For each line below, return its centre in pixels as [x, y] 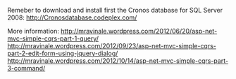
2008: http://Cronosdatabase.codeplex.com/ [72, 17]
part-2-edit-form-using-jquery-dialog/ [63, 53]
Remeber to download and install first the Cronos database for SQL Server [115, 10]
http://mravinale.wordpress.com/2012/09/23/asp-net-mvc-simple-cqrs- [112, 46]
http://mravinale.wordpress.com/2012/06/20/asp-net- [139, 31]
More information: [33, 31]
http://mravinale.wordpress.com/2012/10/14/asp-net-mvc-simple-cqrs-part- [118, 61]
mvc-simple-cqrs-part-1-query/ [53, 38]
